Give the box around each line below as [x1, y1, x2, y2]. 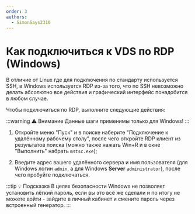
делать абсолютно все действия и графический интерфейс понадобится [6, 89, 188, 96]
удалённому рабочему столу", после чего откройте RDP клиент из [14, 135, 181, 142]
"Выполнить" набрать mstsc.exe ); [14, 147, 97, 155]
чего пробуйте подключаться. [14, 171, 90, 178]
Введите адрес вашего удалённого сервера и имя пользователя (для [14, 159, 188, 166]
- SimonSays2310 [11, 19, 51, 25]
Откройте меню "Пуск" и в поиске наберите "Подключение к [14, 129, 168, 136]
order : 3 [6, 8, 27, 15]
